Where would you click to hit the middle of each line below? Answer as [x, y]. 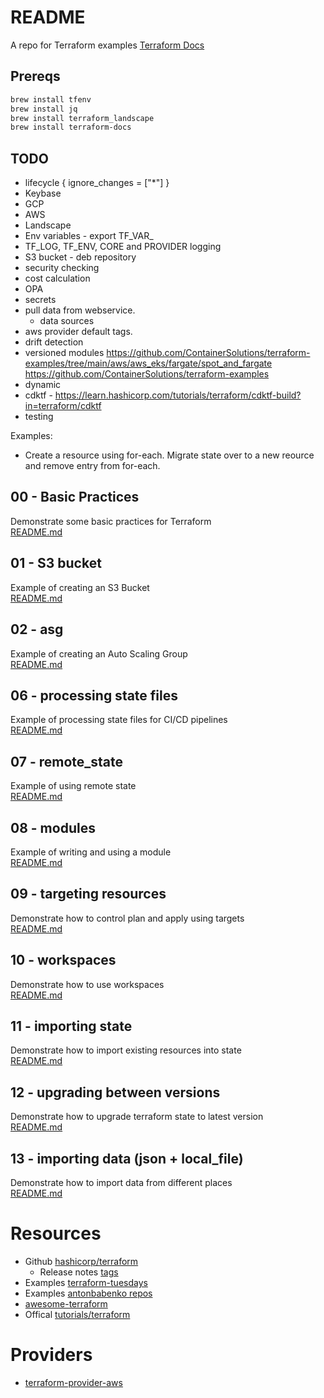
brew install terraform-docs [71, 127]
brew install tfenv [51, 99]
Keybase [43, 193]
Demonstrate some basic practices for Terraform [111, 521]
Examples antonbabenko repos [88, 1293]
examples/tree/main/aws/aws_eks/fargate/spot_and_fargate [148, 363]
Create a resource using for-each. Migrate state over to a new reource [169, 455]
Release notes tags [79, 1272]
